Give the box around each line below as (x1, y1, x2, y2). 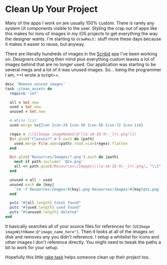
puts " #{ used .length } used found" (9, 205, 81, 210)
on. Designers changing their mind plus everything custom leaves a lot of (5, 56, 155, 62)
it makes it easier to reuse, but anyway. (5, 41, 85, 47)
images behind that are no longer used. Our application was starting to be (5, 61, 156, 67)
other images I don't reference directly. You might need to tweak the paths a (5, 239, 162, 245)
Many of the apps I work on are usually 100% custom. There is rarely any (5, 20, 155, 26)
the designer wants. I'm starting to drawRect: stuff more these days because (5, 36, 162, 42)
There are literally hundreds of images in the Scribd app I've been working (5, 51, 158, 57)
